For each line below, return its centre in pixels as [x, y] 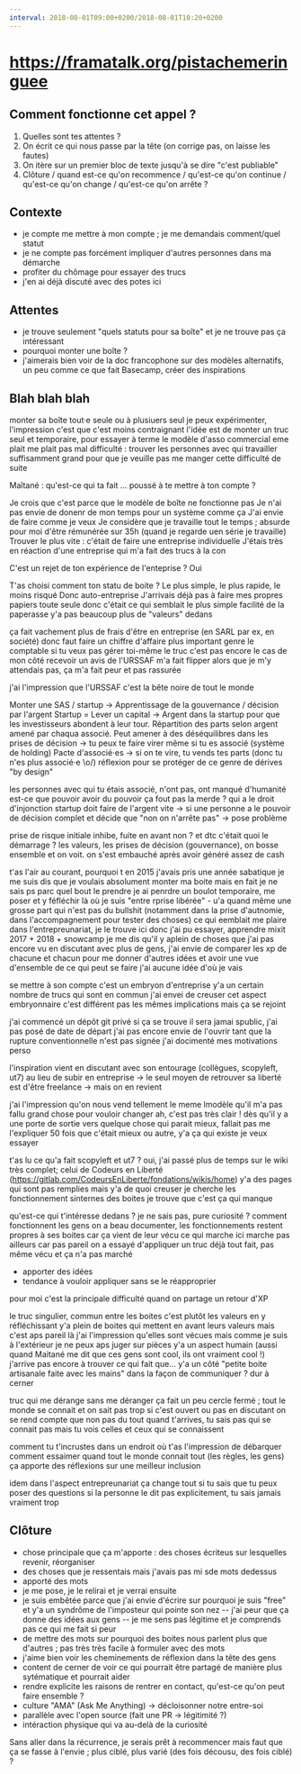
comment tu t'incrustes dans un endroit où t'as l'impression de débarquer [146, 1447]
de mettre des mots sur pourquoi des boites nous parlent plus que [145, 1638]
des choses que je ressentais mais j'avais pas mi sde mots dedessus [149, 1571]
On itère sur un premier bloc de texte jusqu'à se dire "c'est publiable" [150, 165]
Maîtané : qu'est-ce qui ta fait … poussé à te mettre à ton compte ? [133, 485]
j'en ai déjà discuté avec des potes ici [92, 282]
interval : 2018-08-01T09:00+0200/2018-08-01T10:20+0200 [116, 18]
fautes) [35, 155]
